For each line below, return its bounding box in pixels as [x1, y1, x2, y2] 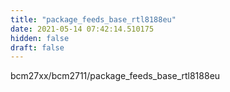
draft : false [10, 42, 65, 53]
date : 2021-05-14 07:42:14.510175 [10, 24, 155, 34]
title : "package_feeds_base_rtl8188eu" [10, 14, 177, 25]
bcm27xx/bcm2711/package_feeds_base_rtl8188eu [10, 70, 221, 82]
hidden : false [10, 33, 70, 43]
